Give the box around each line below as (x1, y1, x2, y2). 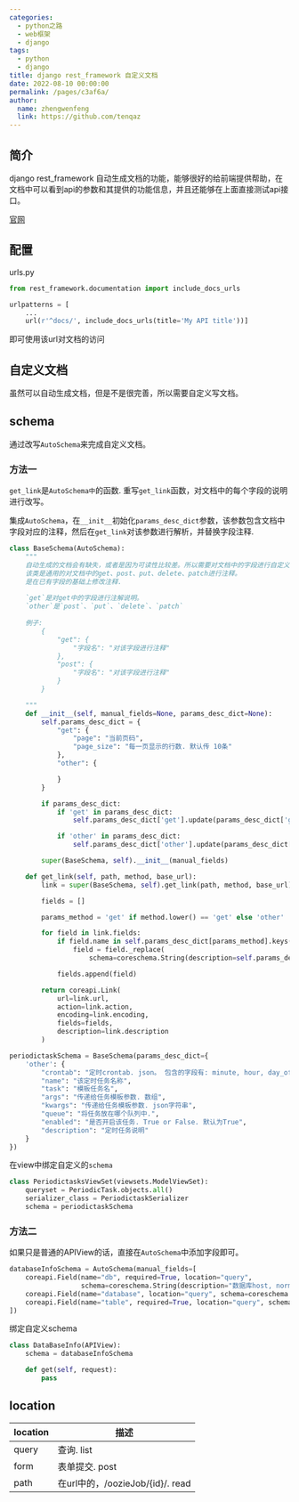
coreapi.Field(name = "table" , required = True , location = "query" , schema (25, 1297, 293, 1307)
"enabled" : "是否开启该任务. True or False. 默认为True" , (41, 1117, 247, 1126)
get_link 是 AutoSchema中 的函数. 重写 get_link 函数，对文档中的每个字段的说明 (9, 485, 288, 496)
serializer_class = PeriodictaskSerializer (25, 1194, 190, 1203)
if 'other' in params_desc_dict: (56, 832, 181, 841)
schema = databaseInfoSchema (25, 1350, 133, 1359)
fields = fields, (56, 1019, 114, 1028)
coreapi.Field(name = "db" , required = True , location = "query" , (25, 1273, 253, 1282)
